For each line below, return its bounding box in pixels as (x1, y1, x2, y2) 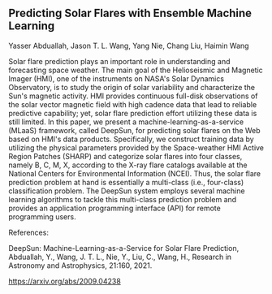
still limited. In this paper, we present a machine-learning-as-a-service (8, 117, 244, 127)
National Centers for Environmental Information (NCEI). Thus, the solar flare (8, 168, 261, 178)
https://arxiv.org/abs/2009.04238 (8, 276, 122, 286)
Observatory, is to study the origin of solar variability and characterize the (8, 82, 256, 92)
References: (8, 227, 49, 237)
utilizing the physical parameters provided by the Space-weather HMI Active (8, 142, 265, 153)
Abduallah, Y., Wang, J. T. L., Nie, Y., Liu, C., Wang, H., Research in (8, 252, 232, 262)
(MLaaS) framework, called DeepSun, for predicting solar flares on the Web (8, 125, 261, 135)
